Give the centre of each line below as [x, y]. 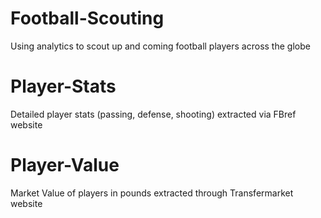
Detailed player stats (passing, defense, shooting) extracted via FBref [153, 114]
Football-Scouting [87, 18]
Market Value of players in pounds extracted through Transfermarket [152, 193]
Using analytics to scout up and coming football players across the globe [160, 46]
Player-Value [65, 165]
